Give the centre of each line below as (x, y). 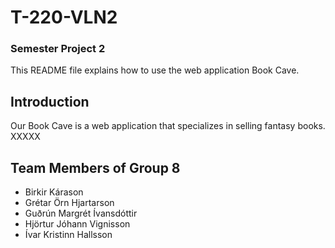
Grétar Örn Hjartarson (69, 203)
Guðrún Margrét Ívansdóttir (81, 213)
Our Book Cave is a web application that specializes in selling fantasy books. (168, 126)
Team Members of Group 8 (95, 167)
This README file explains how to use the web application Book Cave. (155, 70)
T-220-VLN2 (64, 17)
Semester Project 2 (58, 49)
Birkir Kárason (54, 192)
